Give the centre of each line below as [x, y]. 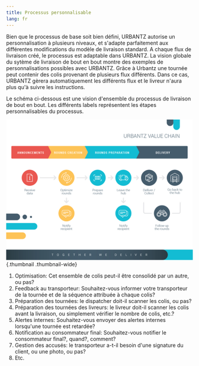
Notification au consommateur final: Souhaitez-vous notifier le [91, 332]
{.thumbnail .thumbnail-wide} [42, 264]
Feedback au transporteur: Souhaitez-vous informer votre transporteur [101, 288]
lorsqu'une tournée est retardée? [55, 326]
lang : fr [17, 19]
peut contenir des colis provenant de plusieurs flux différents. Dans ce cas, [98, 74]
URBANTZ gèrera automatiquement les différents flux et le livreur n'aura [94, 81]
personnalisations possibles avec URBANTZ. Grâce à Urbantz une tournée [97, 68]
